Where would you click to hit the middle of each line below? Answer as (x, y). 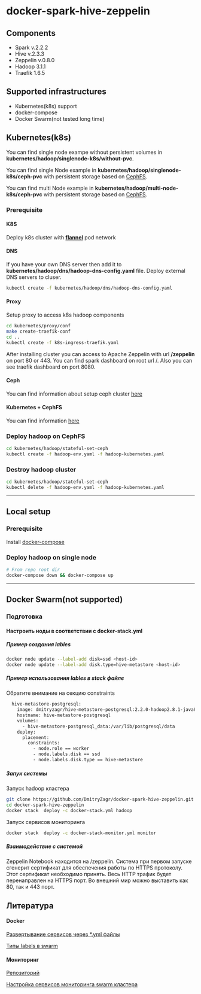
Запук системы (27, 773)
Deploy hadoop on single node (51, 557)
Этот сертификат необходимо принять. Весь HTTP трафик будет (89, 874)
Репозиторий (23, 973)
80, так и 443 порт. (31, 887)
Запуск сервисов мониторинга (46, 822)
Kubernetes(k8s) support (46, 106)
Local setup (28, 512)
